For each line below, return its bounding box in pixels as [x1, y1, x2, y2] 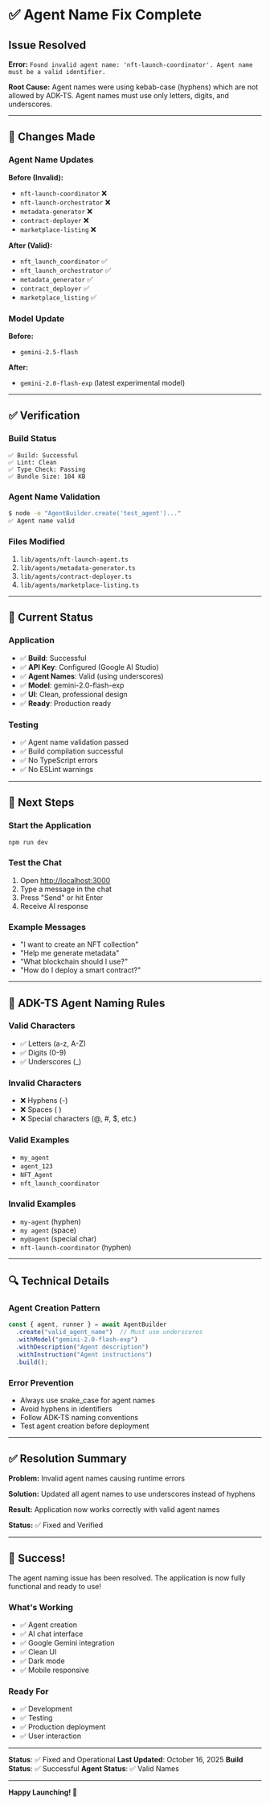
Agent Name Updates [8, 155, 94, 166]
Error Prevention [8, 1377, 74, 1388]
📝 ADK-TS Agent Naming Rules [8, 996, 166, 1010]
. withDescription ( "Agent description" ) [15, 1343, 149, 1352]
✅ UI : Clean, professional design [19, 689, 129, 699]
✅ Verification [8, 409, 80, 423]
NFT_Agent [19, 1171, 54, 1179]
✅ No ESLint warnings [19, 765, 94, 774]
